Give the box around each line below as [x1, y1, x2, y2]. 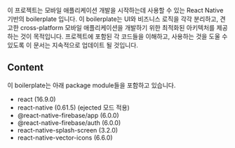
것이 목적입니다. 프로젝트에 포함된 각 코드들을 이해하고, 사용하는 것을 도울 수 [20, 32, 228, 40]
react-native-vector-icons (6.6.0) [17, 133, 113, 142]
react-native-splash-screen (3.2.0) [17, 126, 118, 134]
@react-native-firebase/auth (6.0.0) [17, 118, 121, 127]
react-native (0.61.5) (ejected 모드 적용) [17, 103, 130, 112]
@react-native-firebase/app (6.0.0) [17, 111, 119, 119]
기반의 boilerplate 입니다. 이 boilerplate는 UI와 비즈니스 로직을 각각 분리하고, [7, 15, 219, 23]
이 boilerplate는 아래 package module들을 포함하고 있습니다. [7, 81, 176, 89]
